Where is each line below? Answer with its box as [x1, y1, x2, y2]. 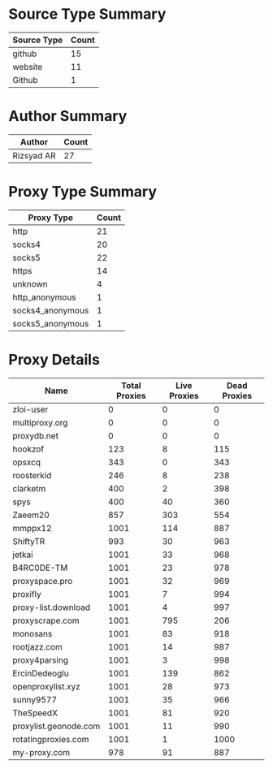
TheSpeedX [12, 707, 58, 719]
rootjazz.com [12, 641, 63, 652]
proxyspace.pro [12, 575, 73, 586]
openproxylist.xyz [12, 680, 81, 692]
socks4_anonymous [12, 305, 89, 316]
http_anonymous [12, 292, 76, 303]
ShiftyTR [12, 535, 45, 547]
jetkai [12, 549, 34, 560]
